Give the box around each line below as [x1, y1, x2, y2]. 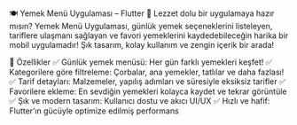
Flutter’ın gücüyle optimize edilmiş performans [9, 105, 179, 116]
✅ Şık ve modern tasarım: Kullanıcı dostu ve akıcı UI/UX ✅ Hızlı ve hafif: [9, 96, 270, 105]
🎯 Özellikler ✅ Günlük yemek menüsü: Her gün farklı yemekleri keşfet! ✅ [9, 57, 273, 67]
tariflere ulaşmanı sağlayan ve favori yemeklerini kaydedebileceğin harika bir [9, 30, 289, 41]
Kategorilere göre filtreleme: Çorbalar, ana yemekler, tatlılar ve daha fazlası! [9, 66, 285, 77]
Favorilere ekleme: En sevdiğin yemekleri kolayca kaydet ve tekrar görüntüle [9, 86, 287, 97]
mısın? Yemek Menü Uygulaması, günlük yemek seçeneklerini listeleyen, [9, 21, 273, 31]
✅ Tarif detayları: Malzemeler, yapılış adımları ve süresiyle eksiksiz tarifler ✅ [9, 76, 286, 87]
